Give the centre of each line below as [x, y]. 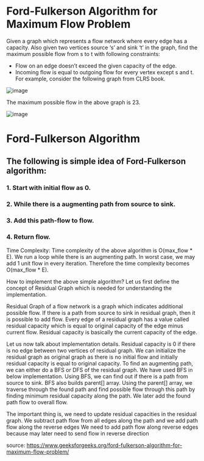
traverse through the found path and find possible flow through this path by [101, 389]
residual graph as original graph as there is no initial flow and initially [92, 357]
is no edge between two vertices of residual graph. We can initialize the [96, 350]
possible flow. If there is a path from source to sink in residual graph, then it [101, 312]
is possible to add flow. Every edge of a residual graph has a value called [98, 319]
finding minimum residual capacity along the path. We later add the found [98, 396]
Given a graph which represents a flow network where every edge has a [97, 41]
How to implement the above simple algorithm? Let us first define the [93, 281]
